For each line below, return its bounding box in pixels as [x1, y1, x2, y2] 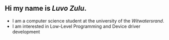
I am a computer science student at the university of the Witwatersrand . [12, 17, 164, 24]
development [12, 28, 40, 35]
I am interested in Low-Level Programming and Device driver [12, 23, 141, 29]
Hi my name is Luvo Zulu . [5, 4, 87, 13]
